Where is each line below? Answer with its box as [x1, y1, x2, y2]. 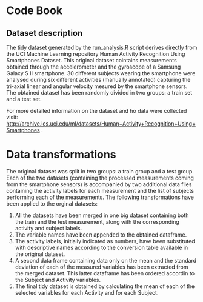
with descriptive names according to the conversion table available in [15, 244, 188, 251]
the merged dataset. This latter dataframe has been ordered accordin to [15, 269, 195, 277]
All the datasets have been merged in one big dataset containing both [15, 212, 189, 219]
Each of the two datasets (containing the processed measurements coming [6, 174, 194, 181]
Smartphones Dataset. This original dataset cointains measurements [6, 57, 177, 64]
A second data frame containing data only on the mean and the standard [15, 257, 197, 264]
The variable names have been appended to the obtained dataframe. [15, 231, 187, 238]
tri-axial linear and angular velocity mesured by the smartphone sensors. [6, 82, 188, 90]
